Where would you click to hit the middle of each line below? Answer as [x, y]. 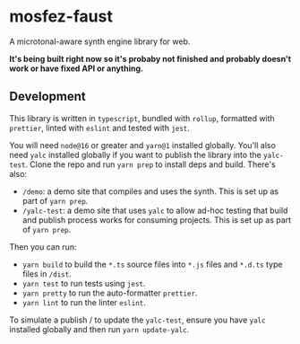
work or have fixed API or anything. [77, 68]
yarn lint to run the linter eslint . [84, 302]
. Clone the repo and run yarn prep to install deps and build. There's [150, 164]
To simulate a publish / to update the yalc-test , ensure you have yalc [137, 320]
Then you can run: [43, 247]
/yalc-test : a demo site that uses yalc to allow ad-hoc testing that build [155, 210]
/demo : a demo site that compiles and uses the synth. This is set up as [150, 191]
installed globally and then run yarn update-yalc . [99, 329]
